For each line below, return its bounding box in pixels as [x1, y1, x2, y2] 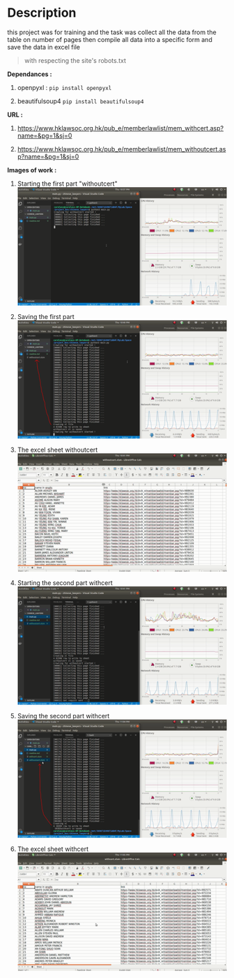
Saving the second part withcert [17, 712, 110, 720]
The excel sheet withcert [17, 845, 89, 853]
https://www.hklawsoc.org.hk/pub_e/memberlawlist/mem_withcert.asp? [17, 124, 224, 132]
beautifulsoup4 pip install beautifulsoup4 [17, 96, 144, 105]
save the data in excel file [7, 43, 80, 51]
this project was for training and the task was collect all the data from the [7, 28, 217, 36]
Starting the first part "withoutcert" [17, 179, 118, 188]
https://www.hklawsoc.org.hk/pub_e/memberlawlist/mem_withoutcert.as [17, 145, 226, 153]
